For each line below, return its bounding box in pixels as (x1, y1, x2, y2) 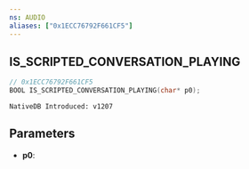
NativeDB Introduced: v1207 (9, 102, 114, 111)
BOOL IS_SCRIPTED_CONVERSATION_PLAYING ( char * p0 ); (9, 86, 201, 95)
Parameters (9, 126, 76, 141)
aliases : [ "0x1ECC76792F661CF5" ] (9, 21, 133, 30)
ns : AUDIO (9, 12, 46, 22)
